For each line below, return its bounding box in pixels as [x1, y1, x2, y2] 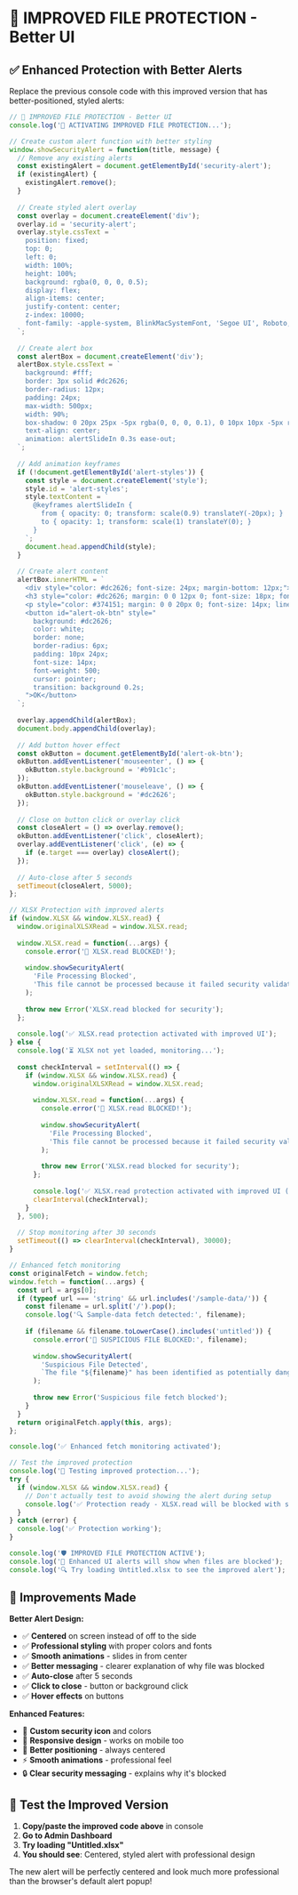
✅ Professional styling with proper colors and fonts [21, 1641, 213, 1651]
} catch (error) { [9, 1516, 77, 1525]
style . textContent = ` [25, 493, 109, 502]
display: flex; [25, 286, 82, 294]
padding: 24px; [25, 393, 82, 402]
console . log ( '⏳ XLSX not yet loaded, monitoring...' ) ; [17, 1046, 225, 1055]
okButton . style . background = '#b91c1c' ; [25, 765, 176, 775]
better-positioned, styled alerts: [9, 95, 125, 106]
